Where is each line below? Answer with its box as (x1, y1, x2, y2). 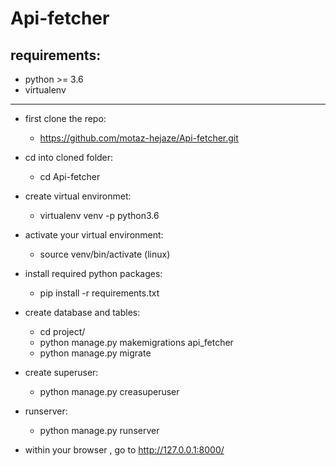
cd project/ (39, 326, 86, 337)
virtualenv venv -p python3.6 (39, 210, 160, 221)
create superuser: (24, 367, 99, 378)
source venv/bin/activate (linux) (39, 248, 171, 260)
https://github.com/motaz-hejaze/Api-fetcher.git (39, 132, 239, 144)
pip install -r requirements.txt (39, 287, 160, 299)
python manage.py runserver (39, 425, 160, 436)
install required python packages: (24, 268, 163, 279)
